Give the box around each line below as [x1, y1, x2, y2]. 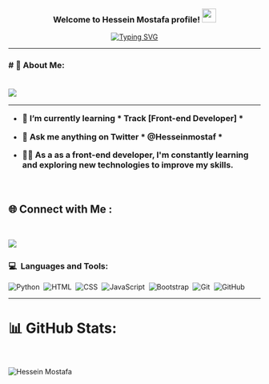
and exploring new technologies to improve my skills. [22, 160, 234, 171]
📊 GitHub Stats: [8, 319, 118, 337]
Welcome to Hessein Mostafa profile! [53, 14, 200, 25]
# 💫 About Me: [8, 60, 66, 71]
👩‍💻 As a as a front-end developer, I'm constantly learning [22, 149, 249, 160]
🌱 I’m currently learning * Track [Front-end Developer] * [22, 113, 244, 124]
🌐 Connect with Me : [8, 202, 113, 216]
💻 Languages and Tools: [8, 261, 109, 272]
